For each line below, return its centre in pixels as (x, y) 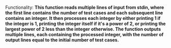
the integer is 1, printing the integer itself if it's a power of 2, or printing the (85, 23)
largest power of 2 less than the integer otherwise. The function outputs (83, 29)
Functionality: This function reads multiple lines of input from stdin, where (85, 7)
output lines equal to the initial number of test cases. (62, 40)
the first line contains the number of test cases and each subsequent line (84, 13)
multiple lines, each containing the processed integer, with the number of (84, 34)
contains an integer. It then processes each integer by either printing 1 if (83, 18)
